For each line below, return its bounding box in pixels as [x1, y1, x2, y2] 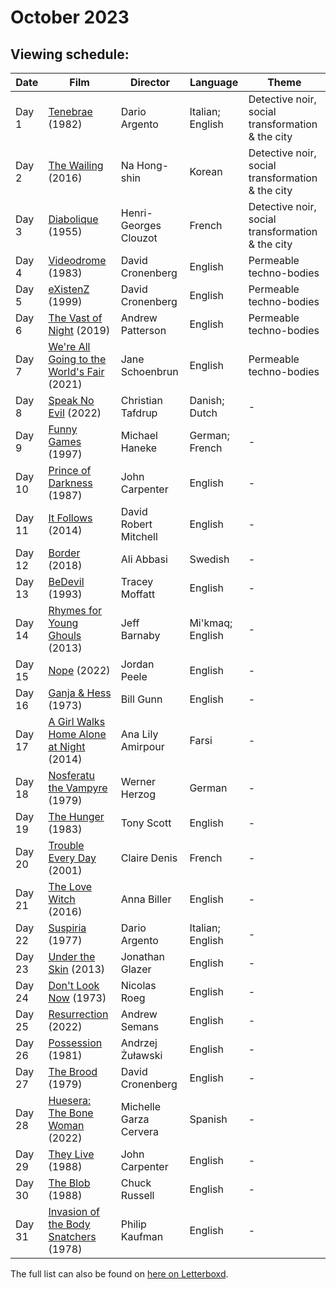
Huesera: [48, 1094, 92, 1107]
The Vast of [48, 311, 103, 325]
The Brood [48, 1065, 98, 1078]
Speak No [48, 394, 95, 407]
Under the [48, 950, 96, 963]
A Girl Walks [48, 715, 106, 728]
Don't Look [48, 979, 100, 992]
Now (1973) [48, 991, 107, 1005]
